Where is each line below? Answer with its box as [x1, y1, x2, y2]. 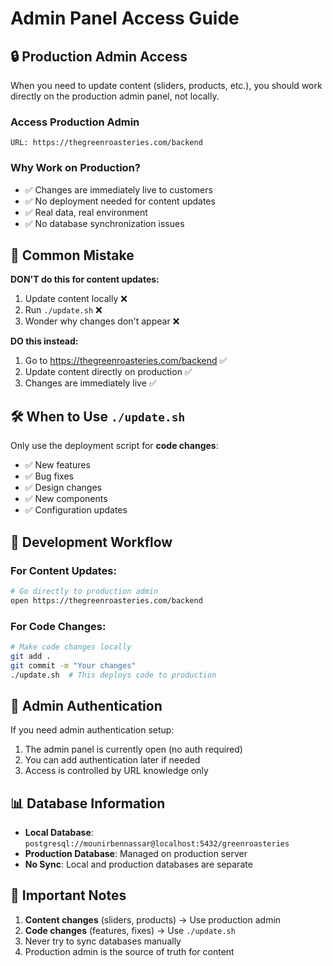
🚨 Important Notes [10, 887, 127, 904]
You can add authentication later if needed [24, 754, 201, 766]
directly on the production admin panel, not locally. [10, 90, 220, 102]
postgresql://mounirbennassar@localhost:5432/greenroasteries [24, 839, 290, 849]
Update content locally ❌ [24, 293, 128, 305]
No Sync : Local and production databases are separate [24, 858, 253, 871]
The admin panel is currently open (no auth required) [24, 743, 243, 756]
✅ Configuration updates [24, 504, 128, 516]
